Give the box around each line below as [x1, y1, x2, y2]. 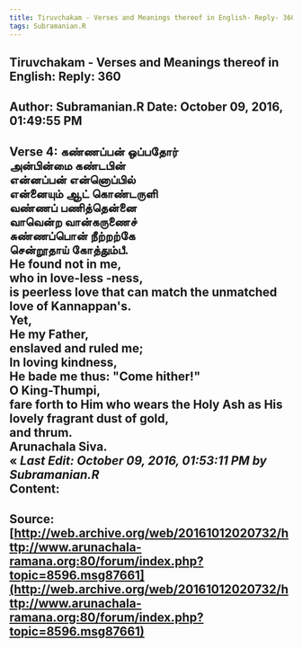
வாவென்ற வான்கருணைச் [9, 214, 138, 229]
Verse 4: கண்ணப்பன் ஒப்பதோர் [9, 144, 179, 159]
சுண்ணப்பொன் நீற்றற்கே [9, 228, 136, 244]
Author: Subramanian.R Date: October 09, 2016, [9, 100, 283, 115]
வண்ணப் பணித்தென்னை [9, 200, 138, 216]
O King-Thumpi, [9, 383, 101, 398]
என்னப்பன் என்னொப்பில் [9, 172, 137, 187]
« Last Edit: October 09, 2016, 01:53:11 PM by [9, 453, 267, 468]
